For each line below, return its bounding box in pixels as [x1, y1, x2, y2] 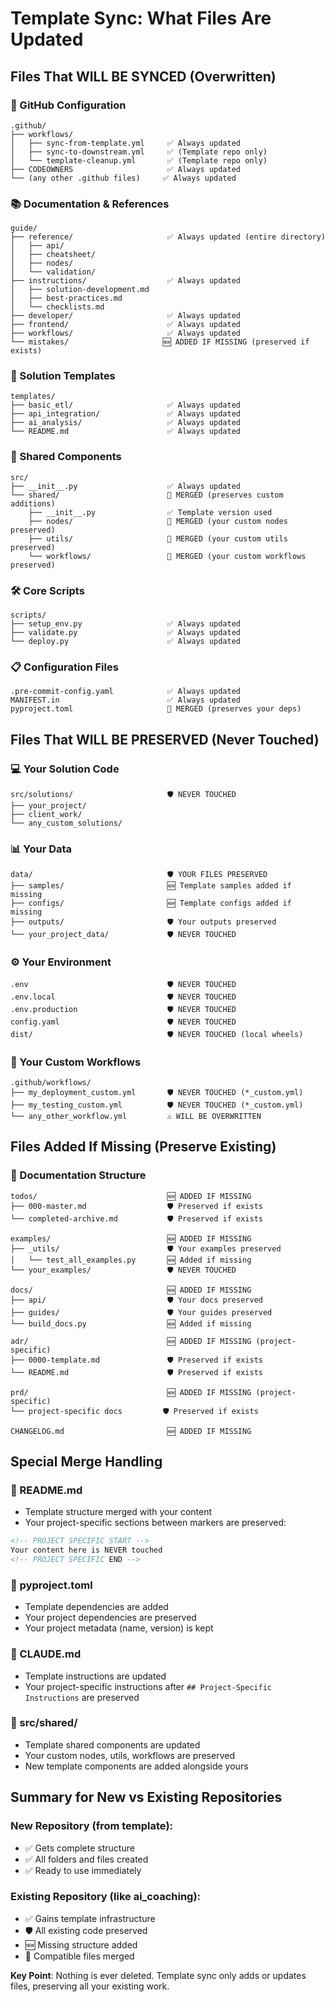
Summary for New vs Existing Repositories [10, 1789, 283, 1806]
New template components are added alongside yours [24, 1760, 249, 1772]
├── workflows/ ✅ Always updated [10, 328, 241, 339]
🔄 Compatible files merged [24, 1950, 135, 1962]
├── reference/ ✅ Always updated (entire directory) [10, 232, 327, 242]
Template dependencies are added [24, 1601, 169, 1613]
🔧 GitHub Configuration [10, 98, 127, 112]
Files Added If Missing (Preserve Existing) [10, 1138, 277, 1156]
